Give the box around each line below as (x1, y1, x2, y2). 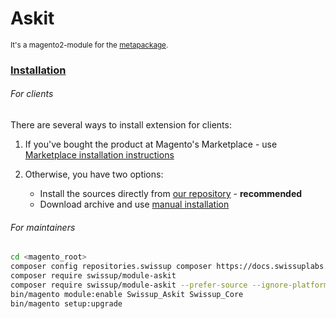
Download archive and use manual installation (39, 198, 230, 211)
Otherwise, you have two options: (24, 168, 164, 181)
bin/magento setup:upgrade (10, 298, 123, 309)
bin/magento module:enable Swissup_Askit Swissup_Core (10, 289, 244, 299)
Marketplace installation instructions (24, 149, 175, 161)
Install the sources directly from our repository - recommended (39, 188, 303, 200)
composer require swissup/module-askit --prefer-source (10, 280, 248, 290)
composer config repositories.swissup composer (10, 262, 213, 272)
